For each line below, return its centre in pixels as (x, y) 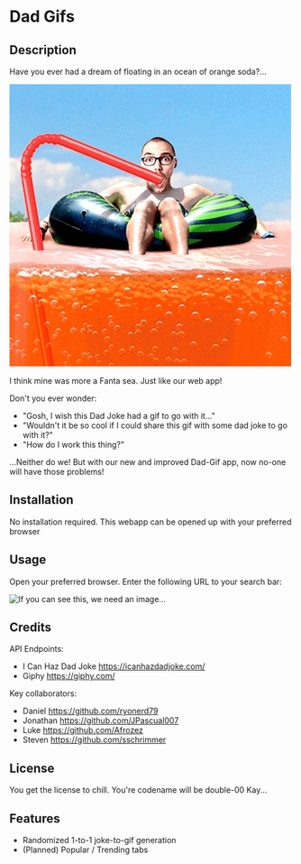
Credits (31, 628)
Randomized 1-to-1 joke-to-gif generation (99, 841)
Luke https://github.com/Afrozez (83, 730)
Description (43, 50)
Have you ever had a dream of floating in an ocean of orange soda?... (138, 71)
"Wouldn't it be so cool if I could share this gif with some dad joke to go (155, 425)
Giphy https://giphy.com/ (68, 676)
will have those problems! (57, 472)
